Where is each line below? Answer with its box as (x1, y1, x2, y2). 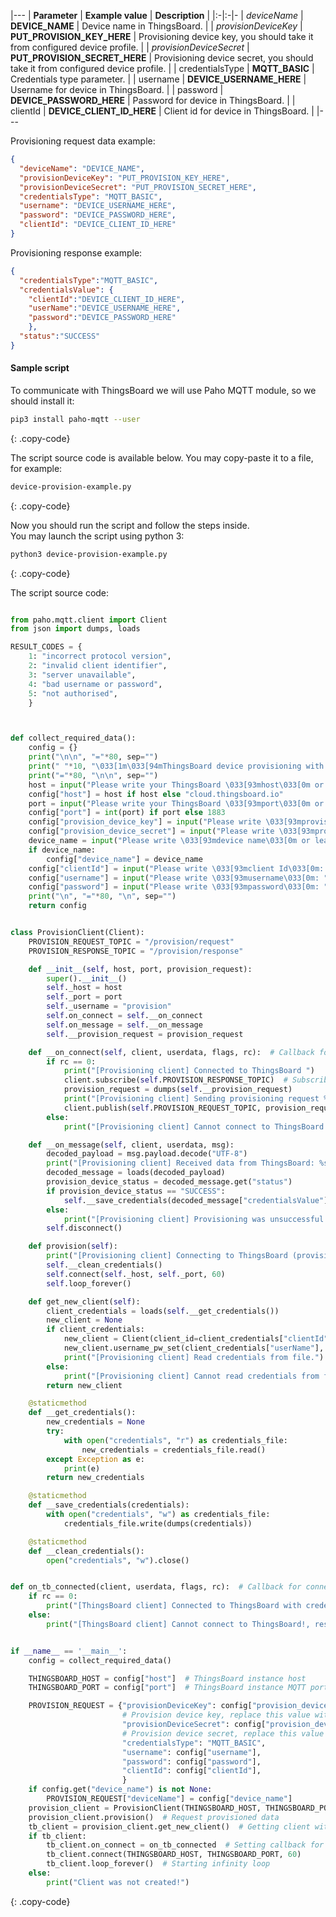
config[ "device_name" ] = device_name (46, 854, 203, 864)
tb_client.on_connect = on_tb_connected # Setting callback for (46, 1840, 325, 1850)
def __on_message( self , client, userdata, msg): (28, 1140, 235, 1150)
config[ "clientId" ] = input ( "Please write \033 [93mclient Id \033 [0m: (28, 863, 325, 874)
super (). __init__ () (46, 973, 128, 984)
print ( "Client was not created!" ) (46, 1877, 190, 1887)
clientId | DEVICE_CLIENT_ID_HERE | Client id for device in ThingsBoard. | (10, 105, 315, 117)
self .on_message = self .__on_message (46, 1020, 203, 1030)
